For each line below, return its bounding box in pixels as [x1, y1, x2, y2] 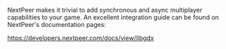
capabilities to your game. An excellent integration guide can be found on [7, 13, 220, 21]
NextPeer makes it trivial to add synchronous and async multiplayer [7, 6, 202, 14]
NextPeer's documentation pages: [7, 21, 107, 28]
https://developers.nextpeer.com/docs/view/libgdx [7, 34, 154, 42]
